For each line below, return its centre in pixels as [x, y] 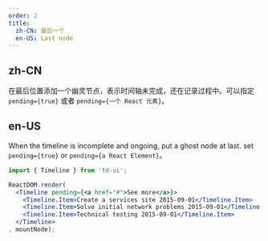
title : [19, 23]
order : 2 [23, 16]
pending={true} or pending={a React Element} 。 [87, 155]
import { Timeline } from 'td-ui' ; [68, 170]
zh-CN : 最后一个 [41, 30]
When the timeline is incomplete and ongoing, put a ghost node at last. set [131, 146]
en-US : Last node [45, 38]
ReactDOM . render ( [37, 185]
